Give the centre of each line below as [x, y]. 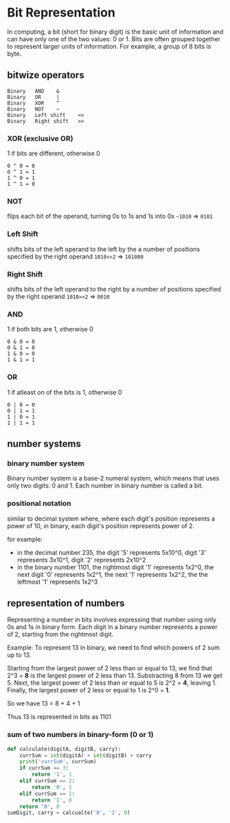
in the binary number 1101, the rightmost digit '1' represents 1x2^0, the [115, 567]
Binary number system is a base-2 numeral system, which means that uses [113, 479]
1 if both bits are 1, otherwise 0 [50, 329]
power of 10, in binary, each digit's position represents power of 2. [101, 526]
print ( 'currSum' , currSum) [58, 762]
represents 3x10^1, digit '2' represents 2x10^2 [81, 560]
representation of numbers [66, 603]
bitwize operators [46, 75]
